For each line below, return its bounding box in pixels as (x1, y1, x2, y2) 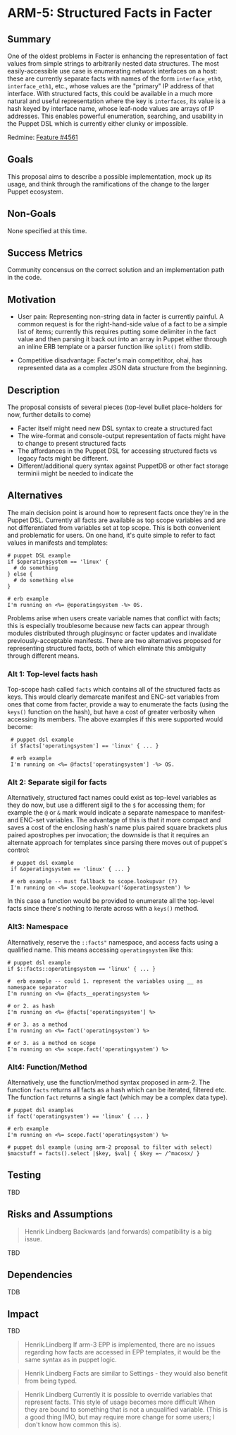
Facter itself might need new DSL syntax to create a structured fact (17, 424, 213, 432)
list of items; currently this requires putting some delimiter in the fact (17, 327, 216, 336)
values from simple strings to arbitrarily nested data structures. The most (7, 59, 220, 68)
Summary (7, 33, 51, 45)
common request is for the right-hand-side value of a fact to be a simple (17, 320, 228, 329)
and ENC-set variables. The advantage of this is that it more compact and (7, 816, 221, 825)
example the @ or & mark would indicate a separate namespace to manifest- (7, 808, 226, 817)
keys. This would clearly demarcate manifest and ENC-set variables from (7, 692, 220, 701)
